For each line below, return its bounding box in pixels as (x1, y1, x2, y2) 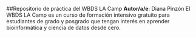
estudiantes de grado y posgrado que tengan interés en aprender (6, 18, 170, 24)
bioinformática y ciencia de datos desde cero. (6, 24, 121, 31)
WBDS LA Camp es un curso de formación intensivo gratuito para (6, 11, 170, 18)
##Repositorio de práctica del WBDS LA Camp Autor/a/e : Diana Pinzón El (6, 5, 191, 12)
